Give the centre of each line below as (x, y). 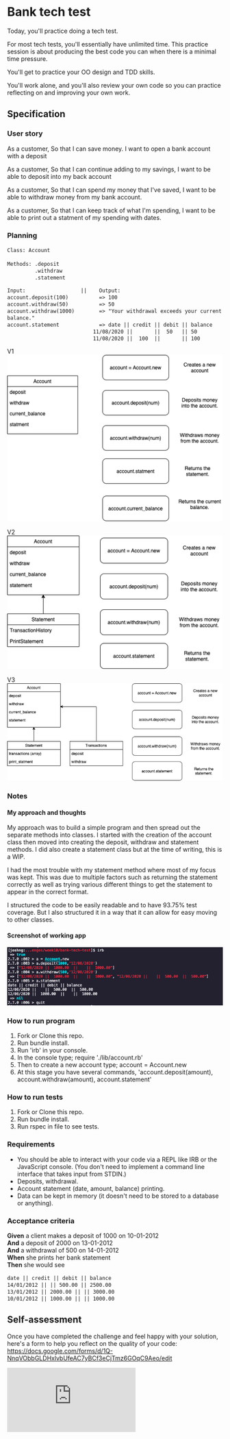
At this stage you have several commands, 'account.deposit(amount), (115, 1072)
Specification (36, 114)
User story (25, 134)
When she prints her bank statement (59, 1257)
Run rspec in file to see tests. (58, 1127)
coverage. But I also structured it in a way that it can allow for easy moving (112, 913)
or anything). (35, 1203)
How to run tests (35, 1097)
